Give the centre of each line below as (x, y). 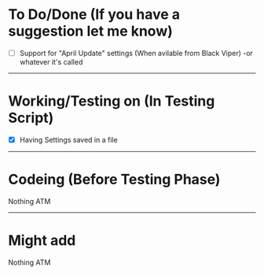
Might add (42, 241)
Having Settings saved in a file (68, 139)
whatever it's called (51, 62)
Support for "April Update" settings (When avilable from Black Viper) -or (136, 53)
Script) (31, 118)
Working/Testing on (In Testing (112, 101)
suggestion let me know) (90, 31)
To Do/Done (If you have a (94, 15)
